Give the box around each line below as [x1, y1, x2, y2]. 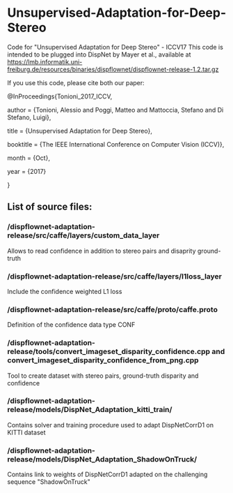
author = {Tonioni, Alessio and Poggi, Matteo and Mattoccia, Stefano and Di [7, 105, 224, 114]
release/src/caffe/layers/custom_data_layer [7, 230, 160, 240]
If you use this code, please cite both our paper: [7, 78, 145, 87]
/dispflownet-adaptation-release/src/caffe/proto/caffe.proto [7, 304, 218, 314]
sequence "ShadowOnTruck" [7, 478, 90, 486]
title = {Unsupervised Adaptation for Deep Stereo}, [7, 126, 153, 135]
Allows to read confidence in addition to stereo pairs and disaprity [7, 246, 196, 255]
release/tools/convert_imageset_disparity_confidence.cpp [7, 347, 211, 357]
